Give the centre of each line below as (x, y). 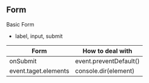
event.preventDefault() (107, 61)
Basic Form (20, 24)
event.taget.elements (39, 70)
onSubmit (23, 61)
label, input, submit (39, 36)
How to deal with (108, 51)
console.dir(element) (105, 70)
